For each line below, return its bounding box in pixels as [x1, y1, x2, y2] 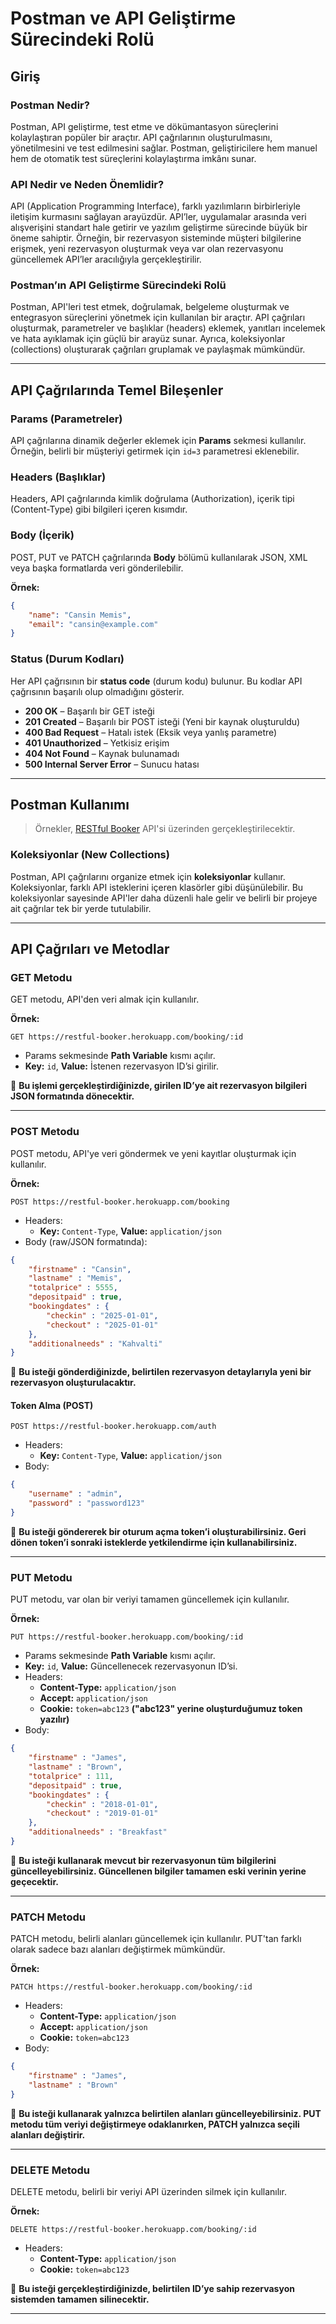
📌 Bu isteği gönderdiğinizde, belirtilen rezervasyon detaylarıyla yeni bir [10, 1366, 312, 1378]
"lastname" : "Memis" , [28, 1273, 123, 1284]
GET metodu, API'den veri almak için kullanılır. [10, 993, 200, 1006]
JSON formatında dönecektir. [10, 1090, 135, 1102]
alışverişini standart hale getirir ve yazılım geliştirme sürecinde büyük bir [10, 222, 308, 234]
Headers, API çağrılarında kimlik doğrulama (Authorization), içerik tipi [10, 493, 295, 505]
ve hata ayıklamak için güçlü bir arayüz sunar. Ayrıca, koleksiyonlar [10, 333, 286, 345]
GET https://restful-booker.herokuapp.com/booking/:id [10, 1032, 244, 1042]
